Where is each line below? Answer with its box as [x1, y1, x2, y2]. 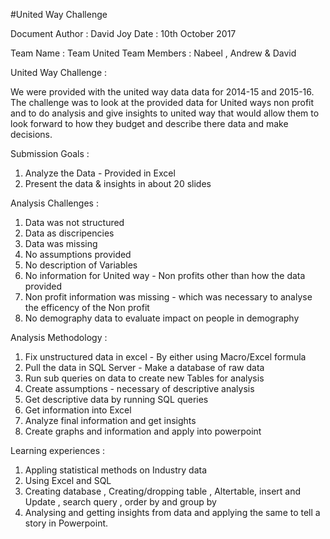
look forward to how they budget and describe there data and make [10, 118, 289, 129]
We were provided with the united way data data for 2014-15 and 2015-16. [10, 86, 315, 98]
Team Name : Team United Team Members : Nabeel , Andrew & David [10, 47, 297, 59]
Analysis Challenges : [10, 197, 99, 209]
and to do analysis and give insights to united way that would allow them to [10, 107, 320, 119]
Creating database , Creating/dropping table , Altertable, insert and [24, 485, 302, 497]
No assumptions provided [24, 249, 132, 260]
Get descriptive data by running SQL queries [24, 394, 209, 405]
